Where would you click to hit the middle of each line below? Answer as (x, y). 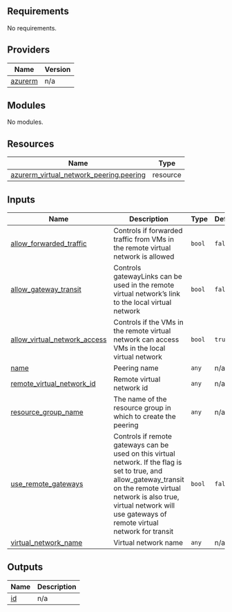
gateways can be (141, 445)
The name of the (140, 399)
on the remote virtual (147, 488)
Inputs (21, 200)
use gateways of (140, 514)
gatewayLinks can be (148, 277)
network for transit (144, 532)
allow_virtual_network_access (59, 340)
